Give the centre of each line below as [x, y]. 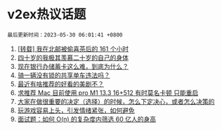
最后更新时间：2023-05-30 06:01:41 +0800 [65, 35]
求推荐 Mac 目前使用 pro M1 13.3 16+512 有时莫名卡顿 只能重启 [108, 93]
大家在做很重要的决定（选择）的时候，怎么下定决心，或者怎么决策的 [116, 101]
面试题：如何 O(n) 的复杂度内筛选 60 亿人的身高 [87, 119]
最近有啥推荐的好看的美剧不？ [60, 84]
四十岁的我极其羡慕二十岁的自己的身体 [73, 58]
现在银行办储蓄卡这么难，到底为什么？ [73, 66]
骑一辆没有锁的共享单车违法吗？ [64, 75]
